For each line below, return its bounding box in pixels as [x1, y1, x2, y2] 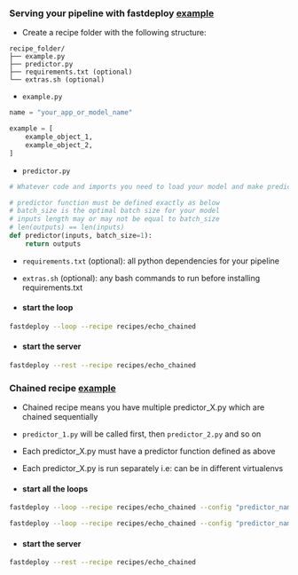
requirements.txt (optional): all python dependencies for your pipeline [21, 256, 279, 266]
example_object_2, [25, 140, 93, 149]
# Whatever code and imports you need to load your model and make [9, 182, 264, 191]
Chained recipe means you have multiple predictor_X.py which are [21, 402, 265, 413]
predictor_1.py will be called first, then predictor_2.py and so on [21, 429, 262, 439]
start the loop [21, 303, 74, 313]
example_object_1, [25, 132, 93, 142]
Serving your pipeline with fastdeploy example [9, 7, 215, 20]
